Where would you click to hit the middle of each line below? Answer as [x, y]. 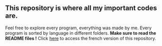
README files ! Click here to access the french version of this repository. [81, 38]
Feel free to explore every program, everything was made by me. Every [78, 28]
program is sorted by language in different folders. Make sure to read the [81, 33]
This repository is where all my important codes [81, 8]
